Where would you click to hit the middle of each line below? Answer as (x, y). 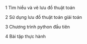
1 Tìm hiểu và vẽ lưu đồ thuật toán (40, 8)
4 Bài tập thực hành (26, 36)
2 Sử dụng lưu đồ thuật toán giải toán (43, 17)
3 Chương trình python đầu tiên (38, 27)
